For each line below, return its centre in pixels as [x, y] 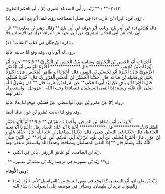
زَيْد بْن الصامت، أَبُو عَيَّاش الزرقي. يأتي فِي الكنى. [57, 152]
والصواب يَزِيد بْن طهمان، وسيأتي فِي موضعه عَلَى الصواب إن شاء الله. [76, 186]
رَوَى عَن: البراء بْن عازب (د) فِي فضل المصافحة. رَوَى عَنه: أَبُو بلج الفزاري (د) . [75, 18]
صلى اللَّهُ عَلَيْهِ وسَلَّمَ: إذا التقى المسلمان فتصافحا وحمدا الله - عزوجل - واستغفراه [79, 88]
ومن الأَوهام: [17, 171]
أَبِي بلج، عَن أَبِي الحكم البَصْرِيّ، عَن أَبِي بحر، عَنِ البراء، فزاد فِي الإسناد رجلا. [74, 33]
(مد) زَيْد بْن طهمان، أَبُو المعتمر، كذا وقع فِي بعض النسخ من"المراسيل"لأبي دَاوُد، [84, 180]
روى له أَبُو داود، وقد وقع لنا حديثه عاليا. [40, 52]
